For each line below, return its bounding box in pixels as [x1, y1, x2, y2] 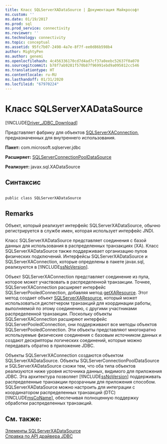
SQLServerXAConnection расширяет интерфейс [5, 284, 106, 290]
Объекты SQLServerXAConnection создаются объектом [5, 353, 124, 359]
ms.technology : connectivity [5, 35, 66, 40]
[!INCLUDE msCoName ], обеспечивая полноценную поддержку [5, 395, 139, 401]
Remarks [5, 209, 34, 218]
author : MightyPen [5, 49, 43, 54]
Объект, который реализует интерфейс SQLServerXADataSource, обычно [5, 223, 161, 229]
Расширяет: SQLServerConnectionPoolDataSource [5, 154, 112, 160]
